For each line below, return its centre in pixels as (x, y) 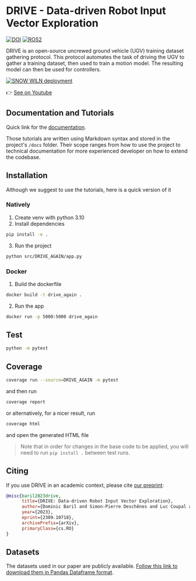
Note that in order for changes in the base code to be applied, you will (104, 446)
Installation (27, 176)
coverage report (26, 402)
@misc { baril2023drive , (34, 496)
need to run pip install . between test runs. (75, 452)
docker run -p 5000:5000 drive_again (52, 317)
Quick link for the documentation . (46, 127)
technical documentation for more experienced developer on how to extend (97, 151)
